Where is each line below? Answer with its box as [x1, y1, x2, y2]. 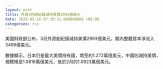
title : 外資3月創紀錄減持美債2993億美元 [5, 12, 81, 17]
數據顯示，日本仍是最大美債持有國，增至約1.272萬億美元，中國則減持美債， [5, 52, 161, 58]
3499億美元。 [5, 42, 34, 48]
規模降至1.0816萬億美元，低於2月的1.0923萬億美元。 [5, 58, 113, 65]
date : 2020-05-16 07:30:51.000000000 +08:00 [5, 16, 99, 21]
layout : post [5, 7, 32, 12]
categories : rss [5, 21, 39, 26]
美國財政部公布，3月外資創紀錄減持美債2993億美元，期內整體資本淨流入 [5, 35, 155, 41]
